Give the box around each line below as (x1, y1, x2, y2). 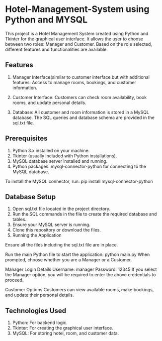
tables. (12, 217, 26, 223)
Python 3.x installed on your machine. (12, 147, 90, 153)
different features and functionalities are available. (5, 46, 108, 52)
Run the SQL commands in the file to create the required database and (12, 211, 157, 217)
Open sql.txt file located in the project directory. (12, 206, 111, 212)
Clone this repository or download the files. (12, 227, 101, 233)
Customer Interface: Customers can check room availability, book (12, 94, 147, 100)
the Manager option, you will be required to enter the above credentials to (5, 272, 156, 278)
